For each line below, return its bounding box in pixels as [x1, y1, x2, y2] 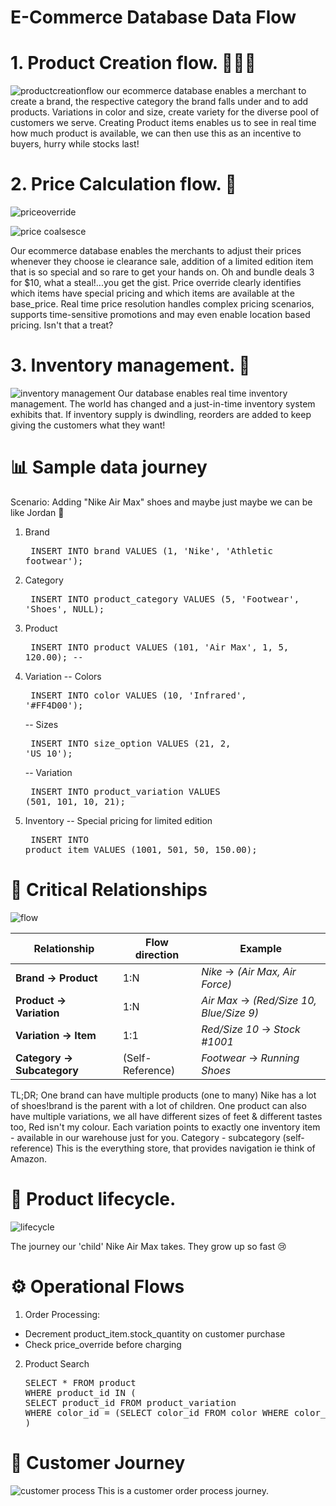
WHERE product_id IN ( [24, 1387, 137, 1398]
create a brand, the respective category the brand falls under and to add [10, 96, 309, 108]
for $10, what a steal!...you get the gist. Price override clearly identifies [10, 277, 302, 289]
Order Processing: [24, 1308, 101, 1320]
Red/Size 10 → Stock [201, 1022, 301, 1036]
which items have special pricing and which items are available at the [10, 287, 295, 300]
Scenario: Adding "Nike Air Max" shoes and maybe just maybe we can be [10, 496, 313, 508]
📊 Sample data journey [10, 456, 208, 479]
